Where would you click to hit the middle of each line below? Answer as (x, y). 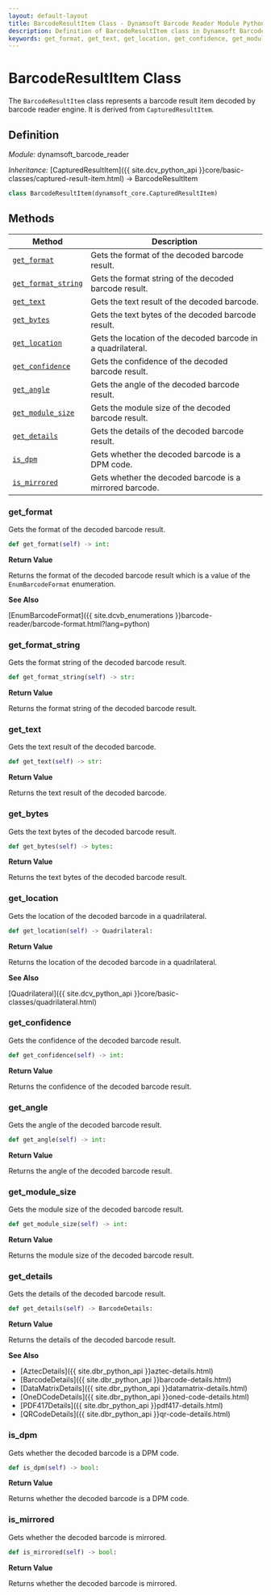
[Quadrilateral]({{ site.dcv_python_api (71, 993)
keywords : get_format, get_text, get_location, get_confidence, (119, 38)
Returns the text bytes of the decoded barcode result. (98, 878)
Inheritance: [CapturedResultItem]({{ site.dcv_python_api (103, 170)
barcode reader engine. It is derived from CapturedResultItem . (111, 109)
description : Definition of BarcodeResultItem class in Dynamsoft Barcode (137, 31)
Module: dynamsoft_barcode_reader (69, 154)
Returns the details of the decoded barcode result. (92, 1340)
